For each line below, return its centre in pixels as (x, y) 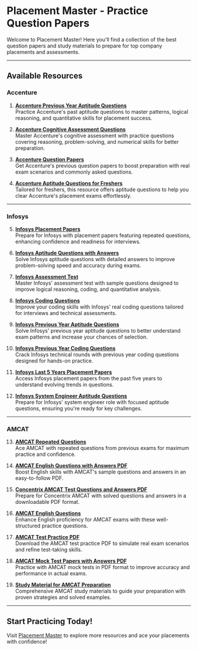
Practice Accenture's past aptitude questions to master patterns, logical (102, 111)
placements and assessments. (43, 52)
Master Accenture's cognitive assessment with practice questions (94, 136)
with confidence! (27, 642)
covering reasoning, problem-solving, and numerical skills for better (97, 141)
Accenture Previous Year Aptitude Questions (71, 105)
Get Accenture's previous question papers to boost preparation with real (102, 165)
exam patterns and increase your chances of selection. (81, 337)
